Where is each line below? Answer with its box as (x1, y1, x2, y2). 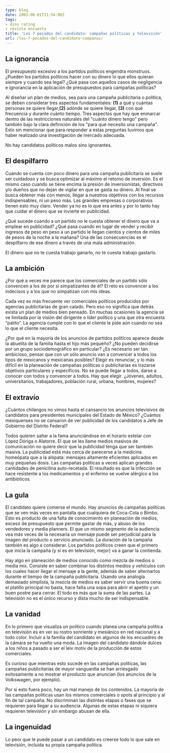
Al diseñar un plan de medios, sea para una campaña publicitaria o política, (5, 94, 162, 100)
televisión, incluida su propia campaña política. (5, 741, 103, 748)
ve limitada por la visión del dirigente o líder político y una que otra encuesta (5, 314, 165, 321)
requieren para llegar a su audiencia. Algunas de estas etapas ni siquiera (5, 703, 157, 709)
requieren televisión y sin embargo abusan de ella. (5, 708, 111, 714)
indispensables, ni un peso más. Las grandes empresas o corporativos (5, 197, 153, 204)
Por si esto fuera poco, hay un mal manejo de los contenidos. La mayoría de (5, 686, 164, 692)
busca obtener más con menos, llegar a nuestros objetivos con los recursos (5, 192, 164, 198)
